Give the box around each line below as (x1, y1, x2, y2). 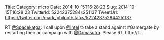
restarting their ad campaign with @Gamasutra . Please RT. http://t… (5, 30, 143, 35)
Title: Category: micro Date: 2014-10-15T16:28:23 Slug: (5, 4, 117, 10)
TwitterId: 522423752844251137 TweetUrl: (31, 9, 118, 15)
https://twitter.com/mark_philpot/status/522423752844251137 (5, 15, 132, 20)
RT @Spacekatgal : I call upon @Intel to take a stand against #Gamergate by (5, 24, 159, 30)
